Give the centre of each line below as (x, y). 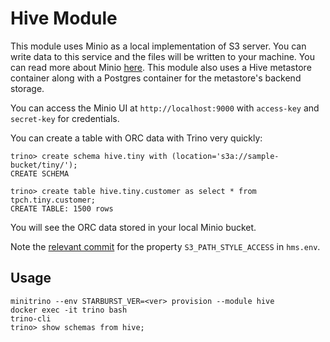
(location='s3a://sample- (225, 156)
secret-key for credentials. (65, 118)
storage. (27, 88)
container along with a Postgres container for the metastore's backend (156, 78)
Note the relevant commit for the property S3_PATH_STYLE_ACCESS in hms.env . (165, 246)
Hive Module (64, 18)
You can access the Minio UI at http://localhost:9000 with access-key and (165, 108)
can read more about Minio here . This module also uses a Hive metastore (161, 67)
